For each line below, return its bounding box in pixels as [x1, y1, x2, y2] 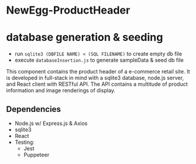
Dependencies [6, 104, 61, 114]
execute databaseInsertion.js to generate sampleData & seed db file [14, 57, 184, 64]
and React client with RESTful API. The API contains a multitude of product [6, 81, 188, 88]
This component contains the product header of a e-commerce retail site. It [6, 68, 191, 75]
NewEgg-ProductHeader [6, 4, 130, 17]
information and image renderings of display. [6, 87, 115, 94]
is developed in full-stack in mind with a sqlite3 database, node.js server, [6, 75, 184, 82]
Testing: [14, 139, 35, 146]
